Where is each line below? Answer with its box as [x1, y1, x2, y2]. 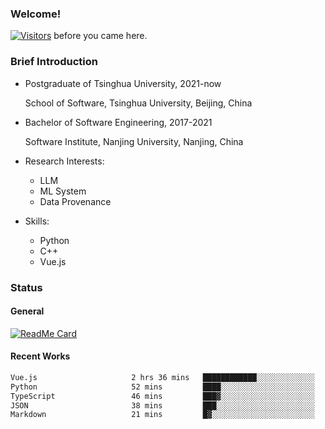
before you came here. [53, 30, 148, 42]
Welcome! [10, 7, 62, 21]
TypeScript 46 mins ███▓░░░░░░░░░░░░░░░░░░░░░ [10, 391, 315, 401]
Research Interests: [24, 155, 105, 167]
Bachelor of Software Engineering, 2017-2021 [24, 116, 213, 128]
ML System [39, 185, 87, 197]
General [10, 305, 45, 317]
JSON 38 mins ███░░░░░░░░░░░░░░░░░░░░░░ [10, 400, 315, 411]
